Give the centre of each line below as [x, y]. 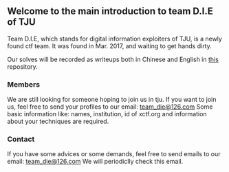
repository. [22, 66]
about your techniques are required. [58, 121]
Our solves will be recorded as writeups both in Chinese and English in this [113, 59]
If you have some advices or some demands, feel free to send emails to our [114, 154]
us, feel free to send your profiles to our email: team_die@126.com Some [110, 107]
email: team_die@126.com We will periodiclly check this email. [95, 162]
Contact [21, 139]
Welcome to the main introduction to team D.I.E [110, 11]
